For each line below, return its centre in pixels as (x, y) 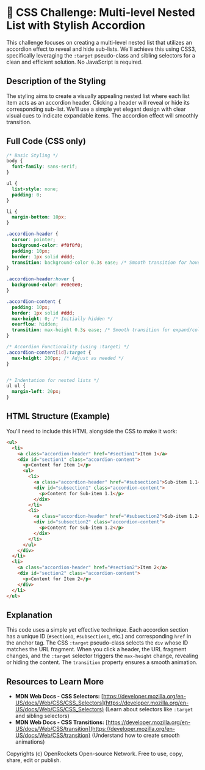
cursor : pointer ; (34, 240)
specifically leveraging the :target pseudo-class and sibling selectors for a (101, 55)
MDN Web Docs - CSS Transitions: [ (61, 722)
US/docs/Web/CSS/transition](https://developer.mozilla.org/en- (95, 729)
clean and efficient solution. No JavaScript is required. (75, 62)
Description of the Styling (56, 81)
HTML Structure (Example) (58, 417)
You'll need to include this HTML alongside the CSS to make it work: (92, 431)
